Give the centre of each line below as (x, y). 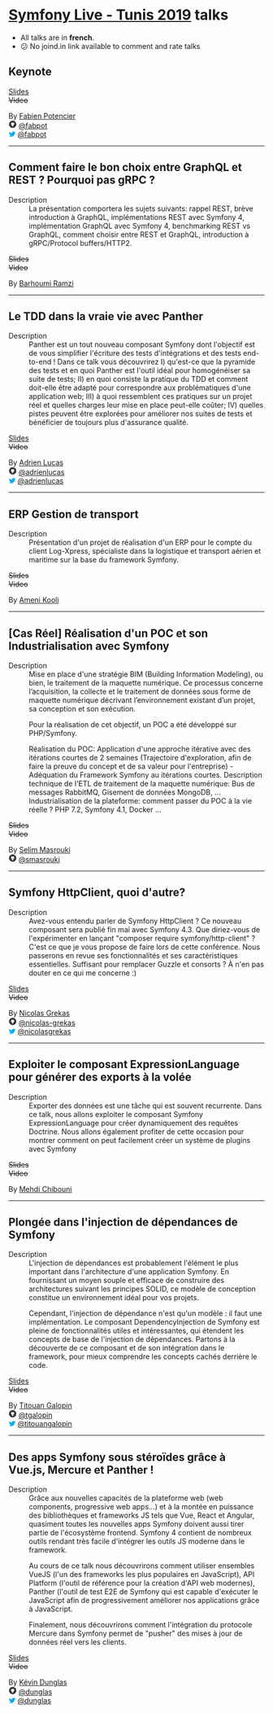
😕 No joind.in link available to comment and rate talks (110, 46)
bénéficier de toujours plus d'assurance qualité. (108, 423)
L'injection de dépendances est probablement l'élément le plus (134, 1263)
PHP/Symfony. (53, 733)
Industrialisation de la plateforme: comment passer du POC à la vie (141, 801)
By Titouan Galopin (40, 1405)
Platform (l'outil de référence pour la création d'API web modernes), (142, 1583)
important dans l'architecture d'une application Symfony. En (129, 1272)
